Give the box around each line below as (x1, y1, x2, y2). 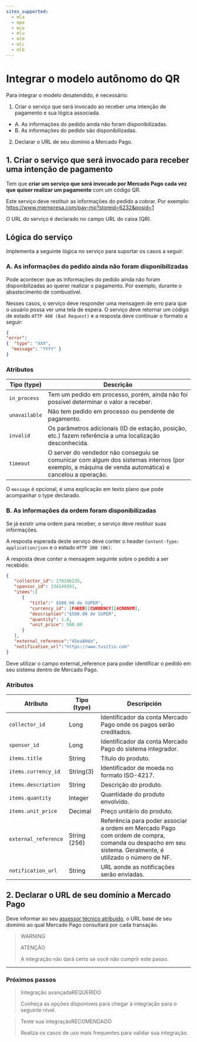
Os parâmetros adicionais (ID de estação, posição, (47, 424, 187, 432)
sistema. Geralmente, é (100, 846, 164, 854)
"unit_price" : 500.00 (29, 622, 83, 628)
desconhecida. (47, 439, 89, 447)
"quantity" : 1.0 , (29, 616, 72, 623)
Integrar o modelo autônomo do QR (6, 72, 180, 85)
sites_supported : (6, 8, 49, 15)
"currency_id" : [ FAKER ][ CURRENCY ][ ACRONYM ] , (29, 606, 141, 611)
